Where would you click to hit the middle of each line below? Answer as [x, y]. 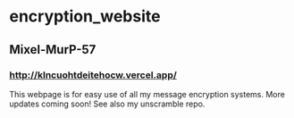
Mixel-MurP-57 [53, 50]
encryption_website [85, 17]
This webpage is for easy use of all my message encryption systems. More [147, 94]
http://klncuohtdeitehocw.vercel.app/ [93, 75]
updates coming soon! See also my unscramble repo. [107, 104]
